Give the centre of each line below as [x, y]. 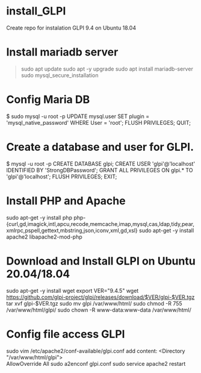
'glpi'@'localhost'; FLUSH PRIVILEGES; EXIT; [62, 177]
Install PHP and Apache [66, 201]
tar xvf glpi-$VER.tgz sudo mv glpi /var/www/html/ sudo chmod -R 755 [94, 303]
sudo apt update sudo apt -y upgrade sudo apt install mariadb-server [107, 69]
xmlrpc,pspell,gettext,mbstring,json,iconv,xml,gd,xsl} [72, 230]
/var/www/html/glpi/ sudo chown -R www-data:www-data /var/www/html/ [99, 310]
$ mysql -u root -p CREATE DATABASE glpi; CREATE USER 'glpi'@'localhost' [101, 163]
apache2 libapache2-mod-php [44, 237]
